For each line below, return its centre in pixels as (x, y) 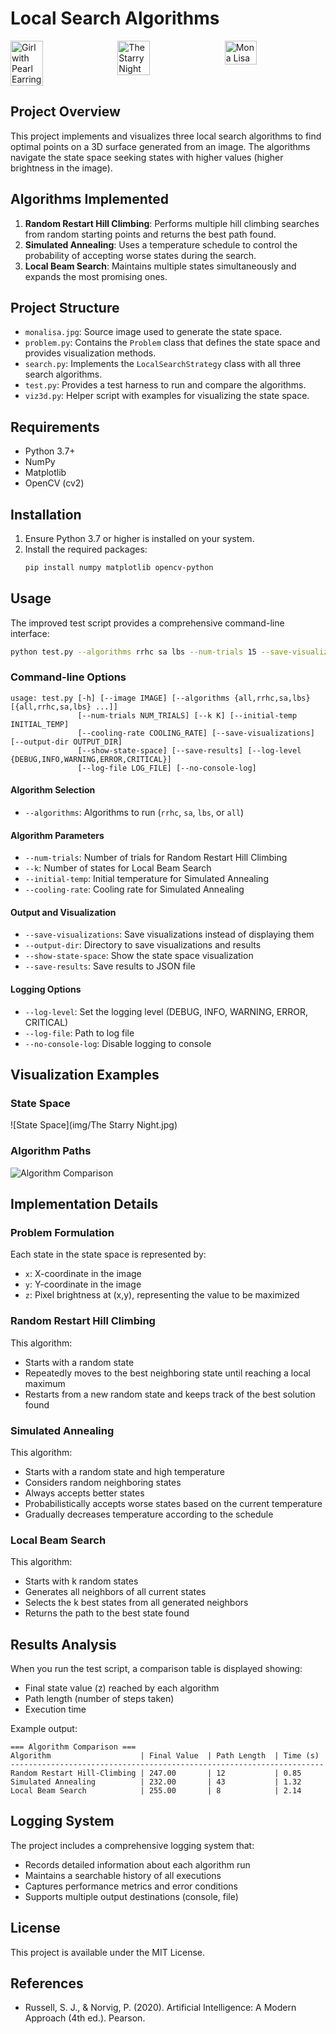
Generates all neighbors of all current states (115, 1592)
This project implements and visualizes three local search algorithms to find (166, 136)
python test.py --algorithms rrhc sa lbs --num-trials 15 (133, 652)
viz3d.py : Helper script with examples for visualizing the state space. (167, 396)
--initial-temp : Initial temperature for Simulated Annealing (146, 879)
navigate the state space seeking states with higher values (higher (147, 157)
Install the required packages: (86, 549)
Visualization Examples (85, 1075)
